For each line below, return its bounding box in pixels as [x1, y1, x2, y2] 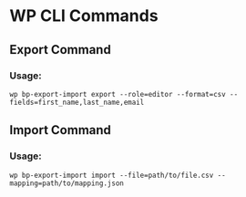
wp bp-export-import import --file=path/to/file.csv [9, 171, 214, 180]
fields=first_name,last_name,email [9, 98, 145, 107]
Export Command [9, 42, 111, 57]
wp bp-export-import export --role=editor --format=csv [9, 89, 226, 98]
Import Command [9, 122, 112, 138]
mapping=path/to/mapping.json [9, 179, 125, 188]
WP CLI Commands [9, 5, 159, 26]
